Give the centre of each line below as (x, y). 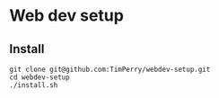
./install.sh (34, 85)
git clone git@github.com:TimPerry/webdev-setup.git (110, 69)
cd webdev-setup (39, 77)
